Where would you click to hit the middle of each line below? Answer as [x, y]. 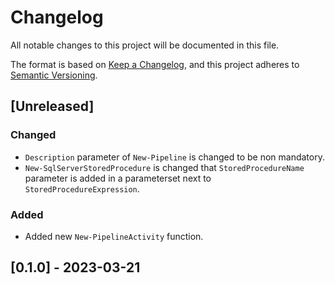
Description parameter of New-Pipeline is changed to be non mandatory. [174, 157]
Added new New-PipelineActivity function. [114, 236]
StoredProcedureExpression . [82, 188]
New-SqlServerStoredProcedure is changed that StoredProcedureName [164, 167]
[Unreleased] [52, 106]
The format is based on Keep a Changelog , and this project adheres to [155, 64]
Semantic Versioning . [54, 75]
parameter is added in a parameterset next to [118, 178]
